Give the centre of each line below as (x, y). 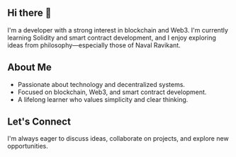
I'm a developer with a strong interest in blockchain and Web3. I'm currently (118, 30)
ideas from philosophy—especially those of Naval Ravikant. (94, 45)
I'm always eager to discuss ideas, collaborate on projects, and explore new (118, 139)
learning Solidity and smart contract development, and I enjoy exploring (112, 37)
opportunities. (28, 146)
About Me (29, 68)
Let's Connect (39, 122)
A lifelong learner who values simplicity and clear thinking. (103, 99)
